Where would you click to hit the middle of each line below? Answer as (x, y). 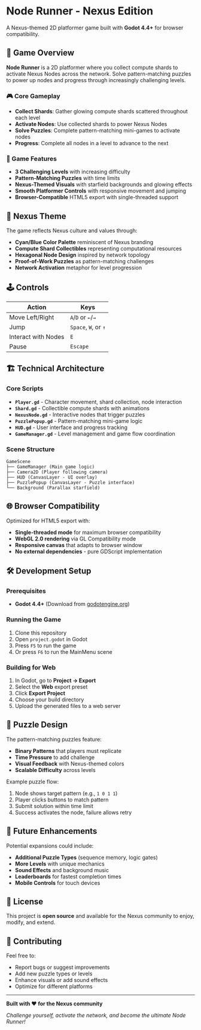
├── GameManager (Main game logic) (51, 467)
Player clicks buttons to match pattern (62, 800)
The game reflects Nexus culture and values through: (72, 231)
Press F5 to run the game (45, 645)
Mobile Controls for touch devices (57, 882)
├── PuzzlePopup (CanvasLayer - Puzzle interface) (71, 482)
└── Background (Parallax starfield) (53, 488)
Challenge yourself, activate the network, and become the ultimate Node (96, 1016)
